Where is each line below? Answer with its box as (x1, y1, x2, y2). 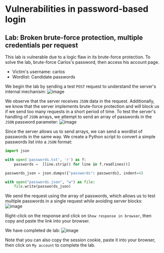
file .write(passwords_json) (14, 184, 71, 189)
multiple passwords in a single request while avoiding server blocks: (5, 198, 143, 204)
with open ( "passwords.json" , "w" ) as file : (5, 179, 95, 184)
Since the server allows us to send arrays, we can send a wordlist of (5, 128, 143, 134)
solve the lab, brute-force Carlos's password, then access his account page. (5, 59, 160, 65)
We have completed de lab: (5, 228, 60, 233)
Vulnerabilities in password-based (5, 3, 149, 15)
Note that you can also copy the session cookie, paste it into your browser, (5, 237, 156, 243)
